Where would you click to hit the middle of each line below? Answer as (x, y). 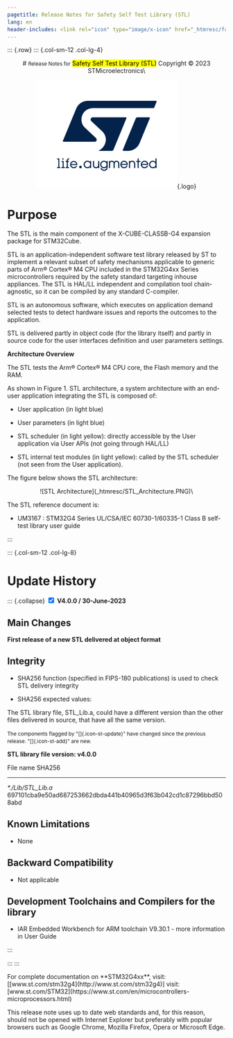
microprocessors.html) (40, 999)
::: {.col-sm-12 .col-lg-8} (42, 553)
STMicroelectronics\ (116, 71)
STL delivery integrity (48, 686)
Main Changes (39, 623)
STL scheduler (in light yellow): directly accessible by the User (106, 436)
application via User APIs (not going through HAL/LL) (93, 444)
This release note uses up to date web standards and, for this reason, (106, 1012)
